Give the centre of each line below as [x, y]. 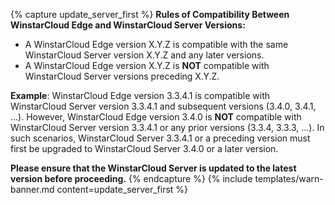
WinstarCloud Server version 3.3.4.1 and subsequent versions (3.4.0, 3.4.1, [163, 106]
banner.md [32, 189]
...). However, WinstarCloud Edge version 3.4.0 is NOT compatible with [156, 117]
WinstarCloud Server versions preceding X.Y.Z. [122, 76]
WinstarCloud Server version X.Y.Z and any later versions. [144, 55]
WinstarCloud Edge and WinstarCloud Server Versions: [128, 25]
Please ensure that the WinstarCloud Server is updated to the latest [153, 168]
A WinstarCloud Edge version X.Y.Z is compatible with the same [156, 44]
